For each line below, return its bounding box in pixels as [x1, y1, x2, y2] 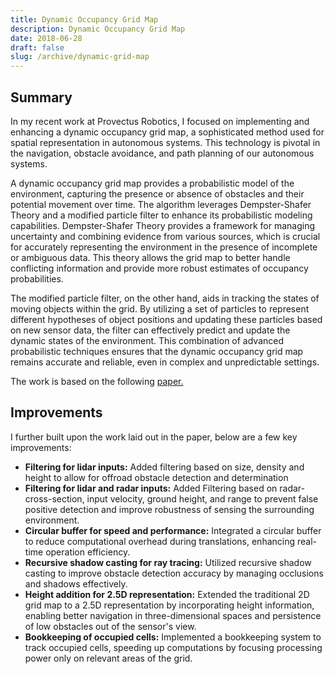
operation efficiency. [45, 546, 131, 558]
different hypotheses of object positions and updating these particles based [10, 313, 323, 325]
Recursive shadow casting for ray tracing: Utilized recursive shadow [24, 556, 312, 568]
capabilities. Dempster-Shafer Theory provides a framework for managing [10, 219, 315, 231]
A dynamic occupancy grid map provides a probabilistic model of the [10, 177, 295, 189]
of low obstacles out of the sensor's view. [24, 620, 197, 632]
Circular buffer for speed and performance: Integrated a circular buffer [24, 524, 322, 536]
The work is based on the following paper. [10, 375, 184, 387]
